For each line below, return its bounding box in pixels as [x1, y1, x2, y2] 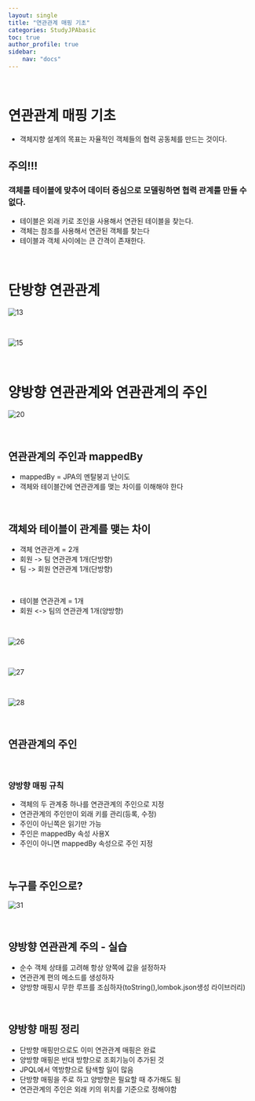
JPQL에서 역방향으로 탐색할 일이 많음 [19, 1065, 134, 1074]
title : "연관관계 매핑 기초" [8, 19, 90, 27]
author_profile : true [8, 41, 79, 49]
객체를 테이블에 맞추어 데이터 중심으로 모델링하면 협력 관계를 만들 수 [8, 185, 247, 196]
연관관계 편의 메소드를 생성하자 [19, 972, 115, 982]
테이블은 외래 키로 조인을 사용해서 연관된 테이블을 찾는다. [19, 216, 194, 225]
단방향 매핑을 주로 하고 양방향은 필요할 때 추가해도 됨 [19, 1074, 181, 1084]
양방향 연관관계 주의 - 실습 [8, 940, 128, 954]
